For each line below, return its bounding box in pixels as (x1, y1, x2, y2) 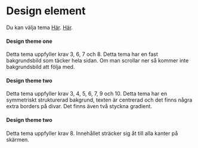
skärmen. (6, 136, 30, 143)
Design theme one (6, 37, 52, 45)
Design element (6, 4, 86, 18)
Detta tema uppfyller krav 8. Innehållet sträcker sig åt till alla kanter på (6, 130, 178, 137)
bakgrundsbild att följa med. (6, 64, 75, 71)
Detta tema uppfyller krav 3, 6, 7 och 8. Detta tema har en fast (6, 51, 158, 58)
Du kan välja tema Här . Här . (6, 24, 73, 31)
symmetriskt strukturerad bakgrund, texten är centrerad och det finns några (6, 96, 193, 103)
